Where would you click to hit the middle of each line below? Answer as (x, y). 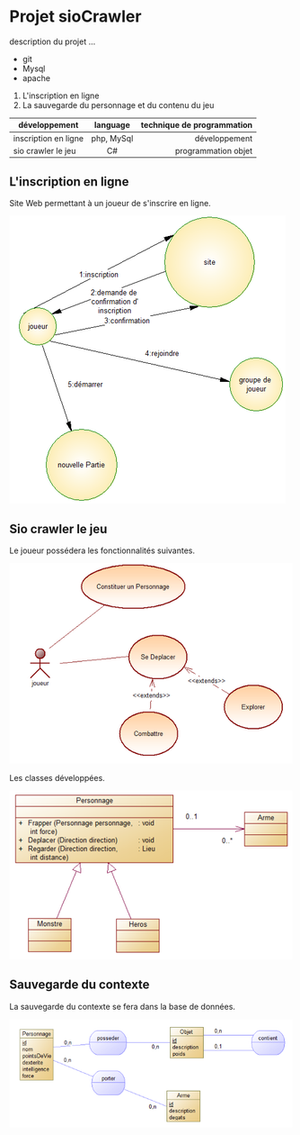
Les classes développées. (57, 778)
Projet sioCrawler (75, 17)
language (112, 125)
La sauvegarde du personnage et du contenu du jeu (118, 104)
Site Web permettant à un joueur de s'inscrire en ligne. (110, 204)
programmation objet (214, 150)
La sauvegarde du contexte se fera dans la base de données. (123, 1006)
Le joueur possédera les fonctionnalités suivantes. (102, 550)
